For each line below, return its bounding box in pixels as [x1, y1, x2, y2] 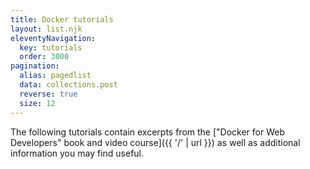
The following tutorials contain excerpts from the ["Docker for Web [10, 126, 285, 138]
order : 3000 [19, 52, 70, 62]
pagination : [10, 61, 60, 71]
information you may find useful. [10, 147, 145, 159]
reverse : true [19, 89, 78, 99]
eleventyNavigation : [10, 33, 97, 43]
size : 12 [19, 98, 56, 108]
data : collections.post [19, 80, 118, 90]
